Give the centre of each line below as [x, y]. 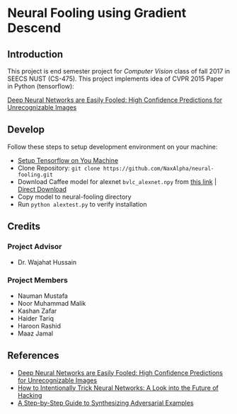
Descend [34, 28]
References [33, 356]
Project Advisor [35, 247]
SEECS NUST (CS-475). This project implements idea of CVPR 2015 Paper [116, 79]
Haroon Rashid [39, 326]
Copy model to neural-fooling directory [75, 197]
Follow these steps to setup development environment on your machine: [112, 146]
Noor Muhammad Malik [52, 303]
